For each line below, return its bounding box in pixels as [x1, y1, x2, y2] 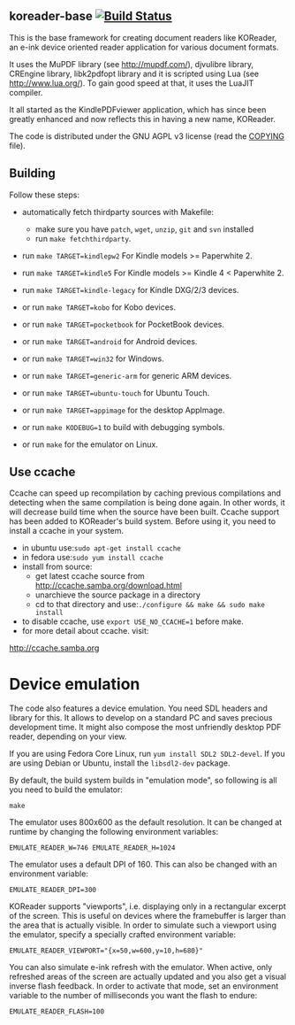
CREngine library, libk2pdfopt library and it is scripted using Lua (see [9, 68, 260, 79]
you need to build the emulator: [9, 784, 124, 795]
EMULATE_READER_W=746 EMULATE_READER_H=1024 [9, 844, 176, 852]
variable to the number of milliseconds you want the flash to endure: [9, 990, 258, 1001]
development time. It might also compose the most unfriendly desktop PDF [9, 722, 282, 733]
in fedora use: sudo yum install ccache [21, 552, 163, 563]
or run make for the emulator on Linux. [21, 439, 159, 450]
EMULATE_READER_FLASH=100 [9, 1007, 104, 1016]
